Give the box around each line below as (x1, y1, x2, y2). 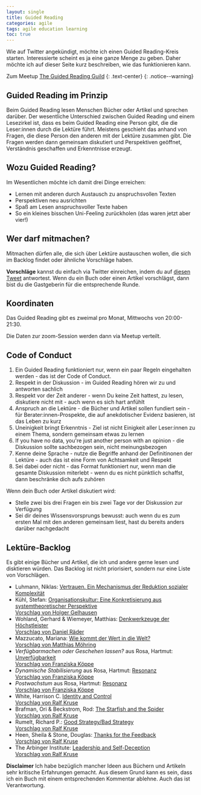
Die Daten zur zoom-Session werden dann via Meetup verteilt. (6, 333, 161, 340)
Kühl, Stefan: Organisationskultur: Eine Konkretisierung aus (14, 596, 162, 603)
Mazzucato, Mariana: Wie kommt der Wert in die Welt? (14, 634, 151, 642)
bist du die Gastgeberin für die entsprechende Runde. (6, 281, 140, 288)
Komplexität (14, 590, 45, 597)
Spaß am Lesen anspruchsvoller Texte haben (14, 203, 128, 210)
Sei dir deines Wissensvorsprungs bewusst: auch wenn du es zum (14, 512, 180, 519)
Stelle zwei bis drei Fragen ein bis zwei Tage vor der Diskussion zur (14, 499, 183, 507)
